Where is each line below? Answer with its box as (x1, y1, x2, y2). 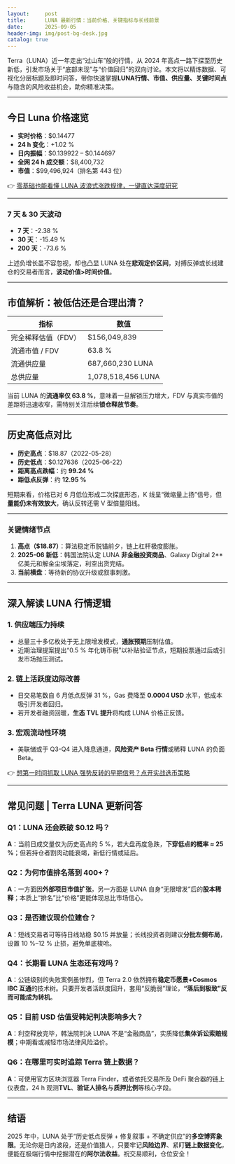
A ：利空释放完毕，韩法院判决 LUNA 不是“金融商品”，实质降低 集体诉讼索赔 (7, 1030, 222, 1038)
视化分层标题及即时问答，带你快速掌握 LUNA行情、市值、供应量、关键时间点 (7, 74, 227, 83)
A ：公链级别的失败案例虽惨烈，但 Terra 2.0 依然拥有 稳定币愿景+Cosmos (7, 976, 218, 984)
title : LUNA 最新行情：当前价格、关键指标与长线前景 (7, 17, 159, 24)
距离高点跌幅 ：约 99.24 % (17, 466, 94, 475)
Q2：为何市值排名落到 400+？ (7, 868, 111, 878)
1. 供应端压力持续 (7, 620, 65, 630)
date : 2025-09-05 (7, 23, 77, 30)
